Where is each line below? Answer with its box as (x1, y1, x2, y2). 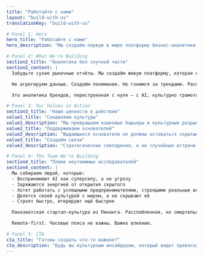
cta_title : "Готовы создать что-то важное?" (6, 237, 120, 243)
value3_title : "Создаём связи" (6, 137, 85, 143)
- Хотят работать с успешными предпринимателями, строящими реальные (11, 187, 190, 193)
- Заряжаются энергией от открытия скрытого (11, 181, 126, 188)
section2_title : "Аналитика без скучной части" (6, 59, 129, 65)
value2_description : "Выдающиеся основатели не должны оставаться (6, 131, 177, 137)
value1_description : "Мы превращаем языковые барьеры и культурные (6, 120, 180, 126)
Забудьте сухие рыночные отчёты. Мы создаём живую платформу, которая (11, 70, 193, 76)
